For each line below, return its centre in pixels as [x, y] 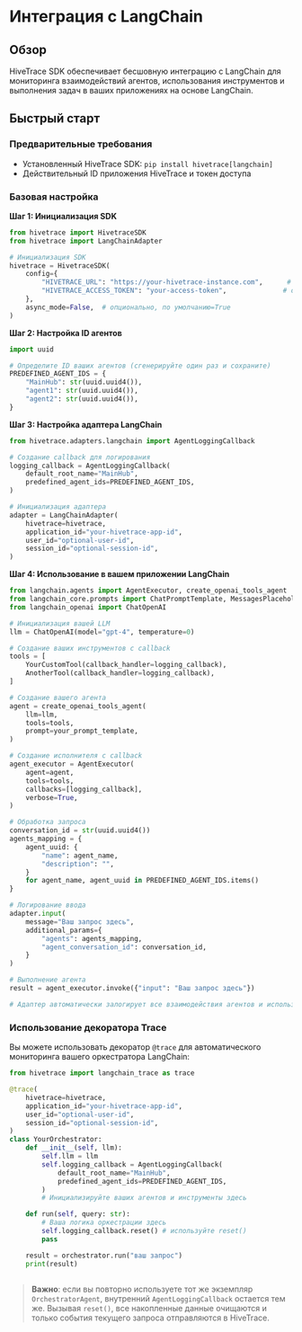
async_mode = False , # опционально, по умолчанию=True [128, 307]
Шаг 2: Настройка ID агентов [66, 333]
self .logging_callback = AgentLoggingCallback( [132, 1164]
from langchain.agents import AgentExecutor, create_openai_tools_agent [148, 591]
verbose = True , [52, 797]
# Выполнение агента [48, 980]
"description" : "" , [78, 864]
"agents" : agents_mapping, [92, 938]
